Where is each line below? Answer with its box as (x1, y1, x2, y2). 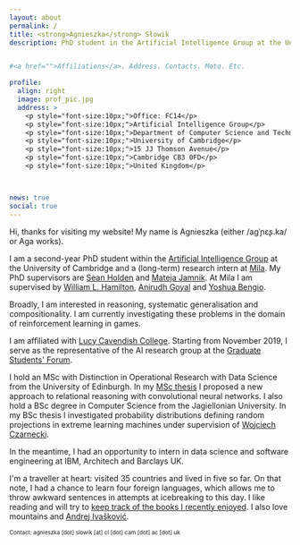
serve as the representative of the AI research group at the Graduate (9, 345, 262, 355)
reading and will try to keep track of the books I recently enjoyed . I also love (9, 501, 288, 512)
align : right (17, 87, 66, 96)
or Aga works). (9, 235, 64, 246)
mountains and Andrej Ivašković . (9, 511, 129, 522)
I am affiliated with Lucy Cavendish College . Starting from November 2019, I (9, 335, 288, 345)
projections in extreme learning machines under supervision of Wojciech (9, 419, 277, 430)
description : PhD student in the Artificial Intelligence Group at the (9, 38, 281, 47)
